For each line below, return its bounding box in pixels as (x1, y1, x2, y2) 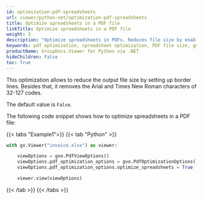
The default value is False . (6, 100, 72, 108)
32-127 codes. (6, 89, 42, 96)
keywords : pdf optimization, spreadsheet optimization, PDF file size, (6, 43, 190, 49)
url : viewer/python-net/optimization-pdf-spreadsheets (6, 15, 147, 21)
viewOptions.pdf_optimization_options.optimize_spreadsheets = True (17, 165, 193, 171)
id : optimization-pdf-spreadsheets (6, 8, 96, 15)
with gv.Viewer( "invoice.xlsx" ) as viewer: (6, 142, 118, 148)
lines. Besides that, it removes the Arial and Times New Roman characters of (6, 82, 197, 90)
